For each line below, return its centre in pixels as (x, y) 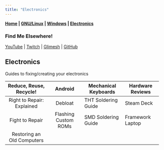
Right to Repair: (26, 100)
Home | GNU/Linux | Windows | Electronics (49, 23)
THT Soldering (101, 100)
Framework (138, 117)
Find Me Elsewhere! (29, 36)
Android (65, 89)
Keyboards (102, 92)
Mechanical (102, 86)
